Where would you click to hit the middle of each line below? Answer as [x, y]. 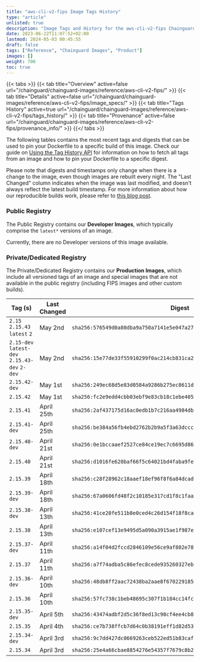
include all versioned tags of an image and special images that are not [92, 276]
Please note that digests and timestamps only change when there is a [91, 170]
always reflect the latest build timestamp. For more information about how [97, 189]
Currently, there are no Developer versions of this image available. [87, 242]
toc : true [18, 67]
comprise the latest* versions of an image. [60, 231]
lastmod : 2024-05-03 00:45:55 [44, 39]
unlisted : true [25, 23]
